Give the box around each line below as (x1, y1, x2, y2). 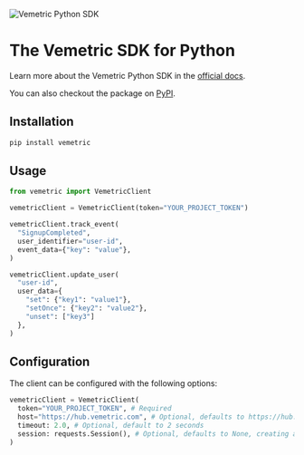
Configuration (9, 353, 90, 369)
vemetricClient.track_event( (9, 220, 119, 229)
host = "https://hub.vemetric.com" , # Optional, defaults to (17, 412, 245, 421)
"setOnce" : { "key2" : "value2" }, (25, 304, 147, 313)
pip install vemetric (9, 138, 91, 147)
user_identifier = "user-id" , (17, 237, 124, 246)
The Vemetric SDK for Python (9, 41, 235, 61)
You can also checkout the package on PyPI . (9, 87, 176, 99)
